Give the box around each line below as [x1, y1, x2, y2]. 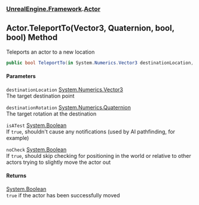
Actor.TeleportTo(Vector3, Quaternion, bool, [6, 23, 174, 33]
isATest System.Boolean [6, 122, 67, 129]
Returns [6, 172, 27, 179]
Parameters [6, 73, 36, 80]
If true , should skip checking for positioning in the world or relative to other [6, 152, 191, 159]
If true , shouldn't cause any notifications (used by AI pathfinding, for [6, 128, 175, 135]
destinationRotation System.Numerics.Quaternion [6, 104, 131, 111]
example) [6, 134, 29, 141]
